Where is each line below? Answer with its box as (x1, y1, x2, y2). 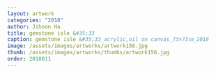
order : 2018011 (7, 56, 52, 63)
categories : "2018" (7, 17, 64, 24)
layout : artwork (7, 10, 54, 17)
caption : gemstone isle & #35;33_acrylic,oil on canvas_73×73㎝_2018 (7, 36, 209, 43)
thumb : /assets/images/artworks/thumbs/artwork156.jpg (7, 49, 170, 56)
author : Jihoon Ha (7, 23, 61, 30)
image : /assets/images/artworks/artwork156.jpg (7, 42, 148, 49)
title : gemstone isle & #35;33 (7, 29, 95, 37)
